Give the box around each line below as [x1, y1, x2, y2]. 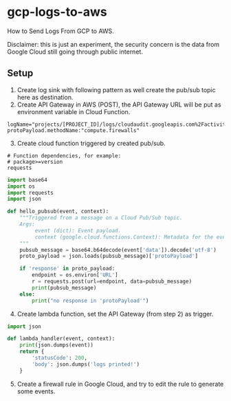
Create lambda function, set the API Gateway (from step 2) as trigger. [16, 310, 214, 318]
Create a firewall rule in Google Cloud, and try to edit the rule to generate [16, 380, 224, 388]
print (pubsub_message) [32, 284, 97, 291]
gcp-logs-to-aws [7, 4, 108, 20]
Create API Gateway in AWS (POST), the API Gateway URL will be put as [16, 100, 221, 109]
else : [19, 290, 36, 298]
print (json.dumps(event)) [19, 342, 94, 349]
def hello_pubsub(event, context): [7, 208, 109, 215]
